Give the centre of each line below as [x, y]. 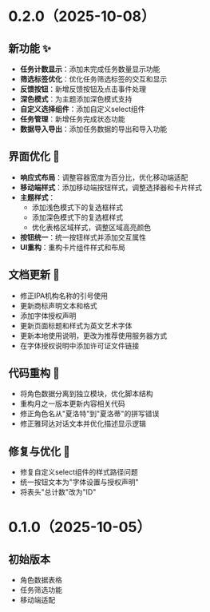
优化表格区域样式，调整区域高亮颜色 [91, 227]
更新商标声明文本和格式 [58, 305]
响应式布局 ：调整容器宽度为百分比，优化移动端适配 [104, 177]
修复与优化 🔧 [39, 451]
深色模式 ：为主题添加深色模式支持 [76, 99]
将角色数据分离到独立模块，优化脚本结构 [86, 394]
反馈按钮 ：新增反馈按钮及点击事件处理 [83, 89]
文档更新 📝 [34, 275]
